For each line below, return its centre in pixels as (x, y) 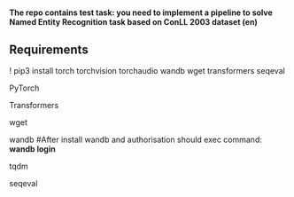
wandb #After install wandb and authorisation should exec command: (136, 140)
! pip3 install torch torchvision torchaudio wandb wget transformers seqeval (147, 71)
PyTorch (24, 88)
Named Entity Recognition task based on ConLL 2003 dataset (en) (134, 21)
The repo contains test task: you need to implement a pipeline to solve (141, 12)
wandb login (32, 149)
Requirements (49, 49)
